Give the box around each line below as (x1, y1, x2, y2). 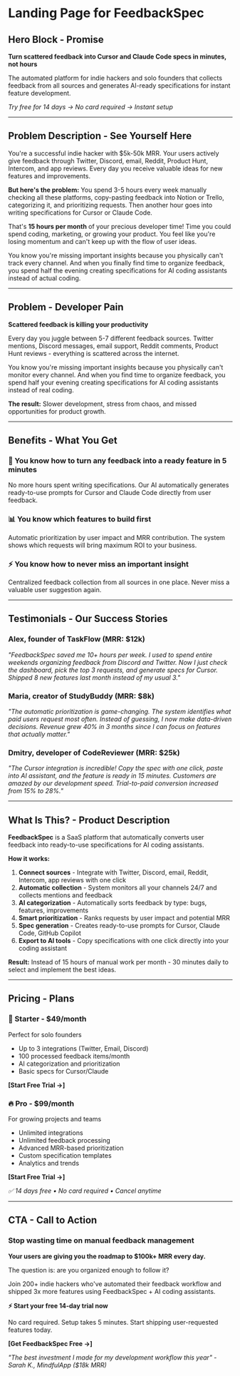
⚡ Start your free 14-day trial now (8, 1301, 109, 1310)
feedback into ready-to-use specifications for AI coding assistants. (8, 840, 204, 849)
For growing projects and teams (8, 1114, 102, 1123)
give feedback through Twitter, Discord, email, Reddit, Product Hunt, (8, 156, 209, 165)
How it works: (8, 855, 51, 862)
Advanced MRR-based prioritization (18, 1143, 124, 1152)
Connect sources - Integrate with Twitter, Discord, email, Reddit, (18, 868, 209, 877)
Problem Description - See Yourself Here (8, 130, 192, 142)
